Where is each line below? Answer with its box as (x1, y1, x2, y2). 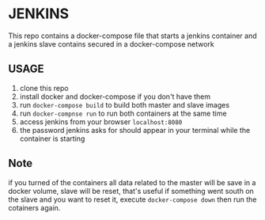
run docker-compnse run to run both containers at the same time (19, 108, 227, 118)
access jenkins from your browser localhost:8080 (19, 116, 183, 127)
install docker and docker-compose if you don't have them (19, 92, 211, 101)
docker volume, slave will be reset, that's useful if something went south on (8, 186, 255, 195)
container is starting (19, 134, 85, 143)
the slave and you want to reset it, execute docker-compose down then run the (8, 195, 257, 204)
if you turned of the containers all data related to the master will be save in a (8, 177, 256, 187)
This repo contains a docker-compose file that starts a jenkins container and (8, 31, 257, 40)
